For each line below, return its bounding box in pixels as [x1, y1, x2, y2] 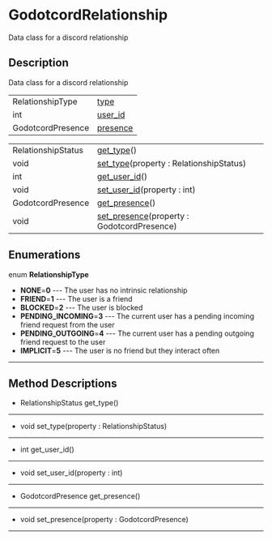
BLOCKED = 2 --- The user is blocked [19, 302, 143, 312]
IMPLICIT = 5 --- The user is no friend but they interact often [19, 345, 220, 355]
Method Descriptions [8, 376, 117, 390]
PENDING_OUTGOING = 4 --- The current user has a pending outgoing [19, 328, 255, 338]
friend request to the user [19, 336, 106, 346]
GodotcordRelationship [8, 6, 168, 24]
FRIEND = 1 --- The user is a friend [19, 294, 133, 303]
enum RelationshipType [8, 269, 89, 279]
